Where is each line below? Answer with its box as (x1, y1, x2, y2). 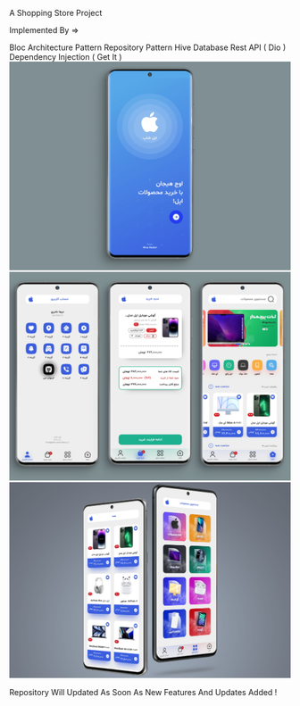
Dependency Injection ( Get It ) (9, 52, 122, 62)
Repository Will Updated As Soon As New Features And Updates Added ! (9, 686, 278, 697)
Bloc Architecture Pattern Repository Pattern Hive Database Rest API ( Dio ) (9, 42, 287, 53)
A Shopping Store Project (9, 8, 103, 18)
